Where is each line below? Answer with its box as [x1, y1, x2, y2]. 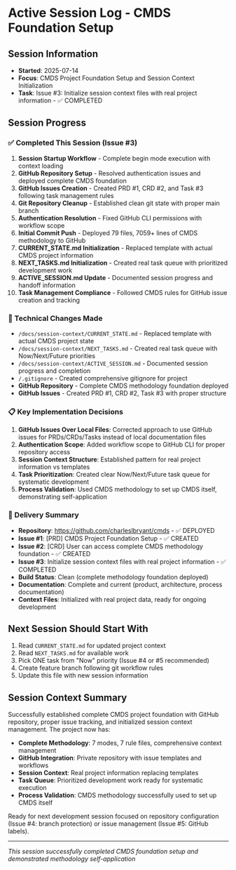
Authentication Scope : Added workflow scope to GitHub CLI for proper [18, 440, 225, 449]
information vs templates [18, 463, 90, 471]
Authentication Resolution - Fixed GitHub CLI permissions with [18, 213, 202, 222]
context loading [18, 162, 64, 170]
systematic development [18, 477, 90, 486]
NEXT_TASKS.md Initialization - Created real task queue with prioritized [18, 258, 228, 267]
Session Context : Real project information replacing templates [18, 769, 199, 777]
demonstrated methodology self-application [8, 855, 136, 863]
